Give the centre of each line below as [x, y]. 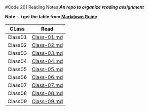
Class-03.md [47, 53]
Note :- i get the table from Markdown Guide [51, 17]
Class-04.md [47, 61]
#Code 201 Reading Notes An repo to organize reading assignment [74, 7]
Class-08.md [47, 93]
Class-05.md [47, 69]
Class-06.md [47, 77]
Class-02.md [47, 45]
